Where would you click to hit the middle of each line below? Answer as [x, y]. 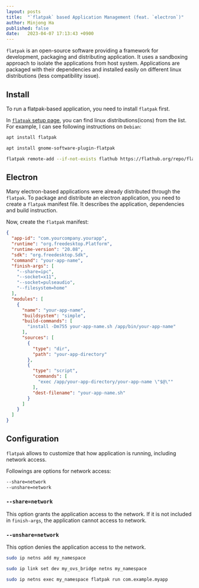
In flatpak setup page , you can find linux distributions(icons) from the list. [96, 120]
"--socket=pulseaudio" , [46, 282]
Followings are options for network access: [59, 471]
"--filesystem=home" [42, 288]
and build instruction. [32, 211]
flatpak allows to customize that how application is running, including [91, 453]
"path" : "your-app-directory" [70, 354]
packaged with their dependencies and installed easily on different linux [94, 69]
